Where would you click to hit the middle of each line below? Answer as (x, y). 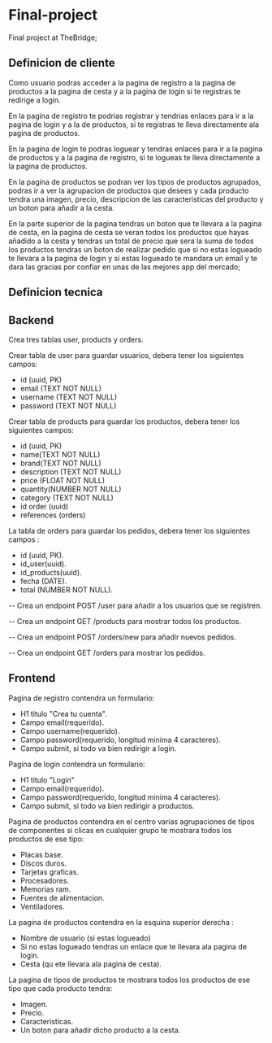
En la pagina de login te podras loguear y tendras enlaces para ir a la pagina (136, 149)
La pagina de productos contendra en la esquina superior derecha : (121, 922)
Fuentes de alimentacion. (62, 897)
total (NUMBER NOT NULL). (67, 589)
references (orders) (53, 515)
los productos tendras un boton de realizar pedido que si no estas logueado (135, 249)
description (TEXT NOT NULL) (71, 471)
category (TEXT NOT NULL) (67, 497)
